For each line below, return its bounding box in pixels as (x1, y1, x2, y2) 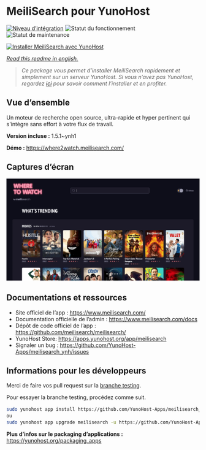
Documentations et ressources (6, 292, 128, 303)
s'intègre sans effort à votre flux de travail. (6, 120, 113, 128)
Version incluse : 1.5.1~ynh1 (6, 132, 77, 139)
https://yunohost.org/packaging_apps (6, 437, 102, 444)
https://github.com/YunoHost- (59, 341, 136, 349)
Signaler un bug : (15, 341, 59, 349)
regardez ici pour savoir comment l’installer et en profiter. (21, 80, 167, 87)
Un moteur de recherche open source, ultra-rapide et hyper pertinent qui (6, 113, 191, 121)
